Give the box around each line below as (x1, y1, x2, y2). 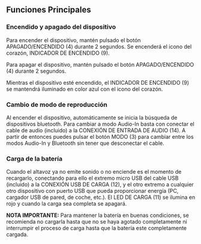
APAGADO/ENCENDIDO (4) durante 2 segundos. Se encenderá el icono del (6, 43, 192, 50)
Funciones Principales (6, 5, 91, 15)
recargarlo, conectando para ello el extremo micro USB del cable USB (6, 174, 179, 182)
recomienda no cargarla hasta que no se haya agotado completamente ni (6, 218, 187, 225)
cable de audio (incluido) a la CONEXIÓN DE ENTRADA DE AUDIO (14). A (6, 126, 186, 134)
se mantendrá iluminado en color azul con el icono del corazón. (6, 85, 163, 93)
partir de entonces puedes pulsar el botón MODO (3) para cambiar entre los (6, 133, 194, 140)
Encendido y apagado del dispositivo (6, 23, 116, 31)
